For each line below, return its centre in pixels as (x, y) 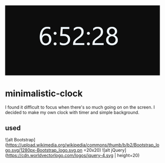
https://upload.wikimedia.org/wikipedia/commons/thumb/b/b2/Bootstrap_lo (83, 145)
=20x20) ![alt (97, 150)
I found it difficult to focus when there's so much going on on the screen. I (80, 107)
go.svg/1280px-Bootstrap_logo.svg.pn (44, 150)
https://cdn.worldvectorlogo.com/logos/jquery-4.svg (60, 156)
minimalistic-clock (44, 94)
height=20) (128, 156)
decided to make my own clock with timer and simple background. (72, 112)
